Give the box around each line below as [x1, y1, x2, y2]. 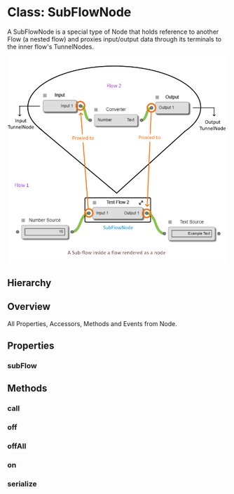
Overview [7, 301, 51, 313]
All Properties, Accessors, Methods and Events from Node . [7, 319, 177, 327]
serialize [7, 479, 37, 489]
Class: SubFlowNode [7, 4, 132, 20]
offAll [7, 441, 27, 451]
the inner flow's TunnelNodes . [7, 42, 95, 51]
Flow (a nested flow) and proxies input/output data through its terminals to [7, 34, 222, 43]
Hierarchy [7, 277, 52, 289]
